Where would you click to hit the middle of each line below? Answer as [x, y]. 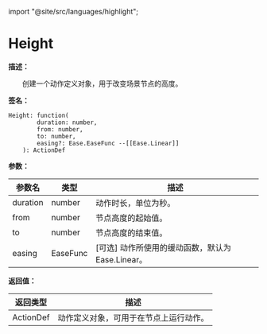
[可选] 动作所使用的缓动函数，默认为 [163, 247]
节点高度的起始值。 [131, 218]
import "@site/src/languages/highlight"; [74, 12]
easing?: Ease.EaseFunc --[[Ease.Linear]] [108, 143]
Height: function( [39, 115]
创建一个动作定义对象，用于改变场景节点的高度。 [103, 83]
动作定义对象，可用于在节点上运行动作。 [133, 317]
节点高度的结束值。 [131, 232]
